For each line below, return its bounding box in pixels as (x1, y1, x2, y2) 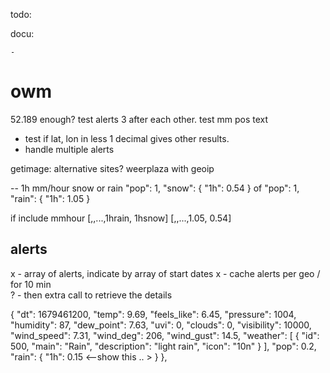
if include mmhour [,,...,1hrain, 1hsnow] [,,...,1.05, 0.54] (10, 212, 232, 224)
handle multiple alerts (24, 143, 115, 155)
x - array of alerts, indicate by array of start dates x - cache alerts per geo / (10, 267, 321, 279)
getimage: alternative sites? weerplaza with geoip (10, 162, 215, 174)
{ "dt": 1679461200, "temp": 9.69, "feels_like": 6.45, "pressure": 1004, (10, 308, 297, 320)
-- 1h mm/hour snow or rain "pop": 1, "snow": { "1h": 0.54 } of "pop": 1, (10, 182, 300, 194)
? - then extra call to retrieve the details (10, 289, 173, 301)
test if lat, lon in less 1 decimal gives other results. (24, 132, 230, 144)
